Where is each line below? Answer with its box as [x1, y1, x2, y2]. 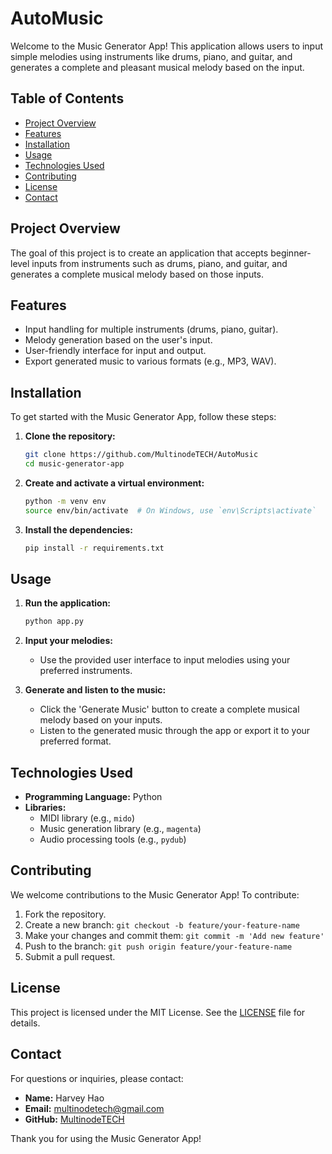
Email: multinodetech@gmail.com [24, 1102, 165, 1114]
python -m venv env [24, 496, 107, 506]
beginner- [270, 247, 312, 259]
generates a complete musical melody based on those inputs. [10, 268, 265, 280]
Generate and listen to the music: [24, 684, 167, 696]
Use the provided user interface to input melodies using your [39, 654, 291, 666]
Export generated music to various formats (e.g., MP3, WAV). [24, 355, 277, 367]
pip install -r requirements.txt [24, 543, 165, 553]
